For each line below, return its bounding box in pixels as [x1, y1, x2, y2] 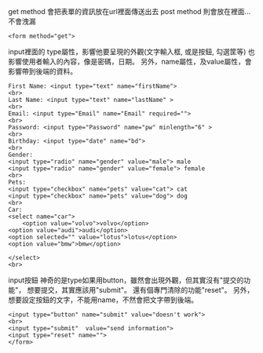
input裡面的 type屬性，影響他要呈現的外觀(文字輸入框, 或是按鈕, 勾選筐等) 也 [8, 47, 255, 56]
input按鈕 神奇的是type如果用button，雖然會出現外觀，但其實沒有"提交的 [8, 275, 244, 285]
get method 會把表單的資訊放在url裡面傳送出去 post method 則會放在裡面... [8, 7, 251, 16]
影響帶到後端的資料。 [8, 67, 77, 76]
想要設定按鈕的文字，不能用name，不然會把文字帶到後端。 [8, 295, 199, 304]
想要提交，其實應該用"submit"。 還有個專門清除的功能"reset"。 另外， [27, 286, 254, 294]
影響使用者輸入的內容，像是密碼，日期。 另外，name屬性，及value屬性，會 [8, 57, 252, 66]
